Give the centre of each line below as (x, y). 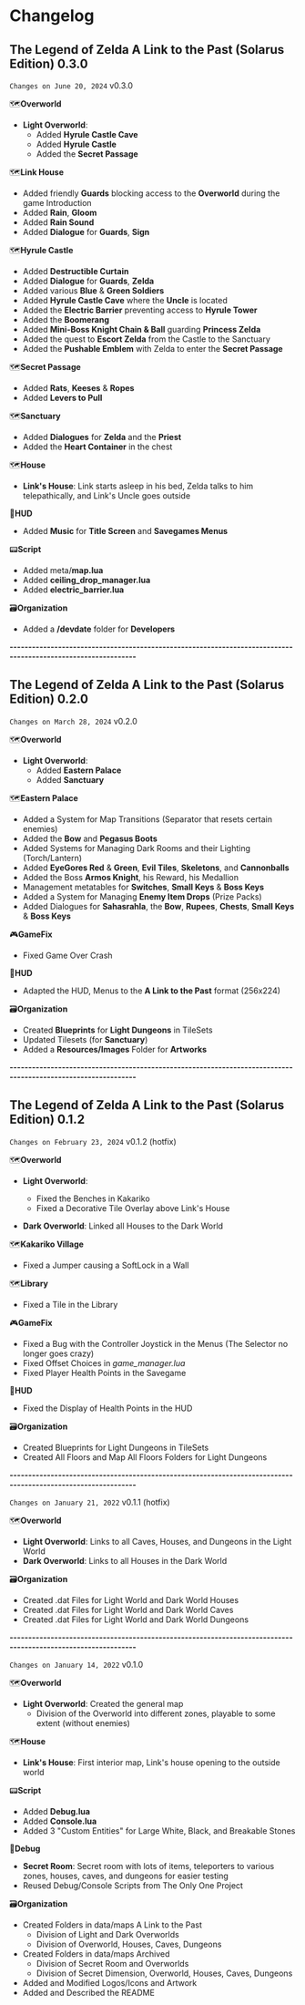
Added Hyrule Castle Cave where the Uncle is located (125, 300)
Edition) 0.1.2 (47, 1120)
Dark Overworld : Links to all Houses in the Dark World (125, 1560)
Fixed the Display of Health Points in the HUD (107, 1408)
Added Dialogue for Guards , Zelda (88, 281)
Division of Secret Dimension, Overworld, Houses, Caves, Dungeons (164, 1973)
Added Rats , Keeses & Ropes (78, 388)
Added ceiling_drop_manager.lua (86, 580)
